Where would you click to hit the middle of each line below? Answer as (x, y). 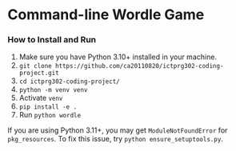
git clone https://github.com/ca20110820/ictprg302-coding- (121, 66)
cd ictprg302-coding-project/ (70, 81)
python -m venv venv (53, 90)
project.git (39, 74)
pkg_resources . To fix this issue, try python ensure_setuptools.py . (115, 139)
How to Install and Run (52, 40)
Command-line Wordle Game (106, 15)
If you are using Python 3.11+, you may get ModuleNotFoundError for (118, 130)
